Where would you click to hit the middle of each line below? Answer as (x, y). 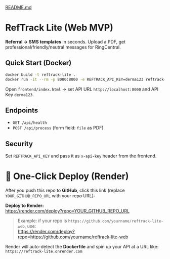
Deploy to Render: (25, 206)
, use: (30, 226)
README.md (18, 7)
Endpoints (22, 110)
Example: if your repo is (42, 221)
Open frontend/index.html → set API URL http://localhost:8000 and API (82, 89)
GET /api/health (30, 123)
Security (19, 144)
